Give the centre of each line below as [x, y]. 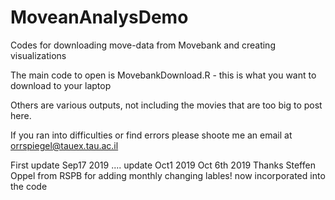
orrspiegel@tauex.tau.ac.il [64, 145]
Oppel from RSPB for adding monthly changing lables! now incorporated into [168, 175]
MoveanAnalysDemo [99, 17]
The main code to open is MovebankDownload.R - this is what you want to [163, 75]
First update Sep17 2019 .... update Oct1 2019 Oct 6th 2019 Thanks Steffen [163, 165]
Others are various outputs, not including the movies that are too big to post [166, 105]
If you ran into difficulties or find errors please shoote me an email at [151, 135]
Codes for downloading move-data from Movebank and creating [143, 45]
